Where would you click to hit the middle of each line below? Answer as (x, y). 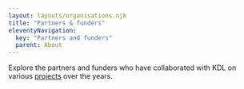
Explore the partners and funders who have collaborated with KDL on (122, 68)
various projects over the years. (61, 76)
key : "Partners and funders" (64, 38)
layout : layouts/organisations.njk (68, 15)
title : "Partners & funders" (57, 23)
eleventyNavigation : (43, 30)
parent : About (39, 45)
